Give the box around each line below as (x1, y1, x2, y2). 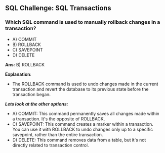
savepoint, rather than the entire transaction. (12, 131, 103, 138)
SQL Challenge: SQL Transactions (5, 4, 112, 12)
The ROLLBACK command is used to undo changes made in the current (12, 81, 159, 87)
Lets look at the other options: (5, 101, 68, 107)
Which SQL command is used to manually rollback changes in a (5, 19, 161, 26)
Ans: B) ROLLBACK (5, 61, 45, 67)
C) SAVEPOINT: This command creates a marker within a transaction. (12, 121, 154, 127)
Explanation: (5, 71, 32, 77)
